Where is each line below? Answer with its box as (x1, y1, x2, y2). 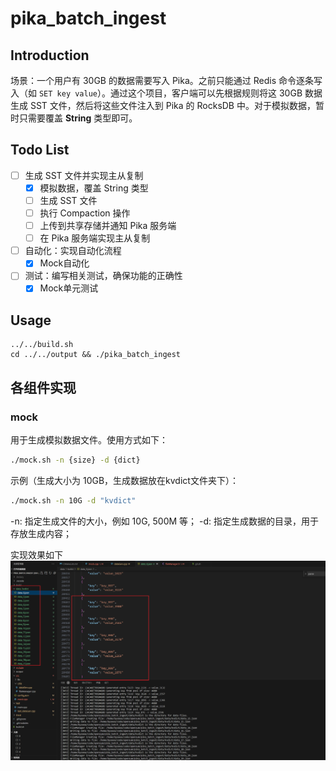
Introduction (10, 47, 90, 64)
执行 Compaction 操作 (39, 207, 131, 219)
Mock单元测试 (39, 282, 99, 294)
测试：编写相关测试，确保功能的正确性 (24, 270, 183, 282)
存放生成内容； (10, 527, 72, 539)
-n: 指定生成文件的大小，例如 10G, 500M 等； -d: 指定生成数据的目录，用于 (10, 515, 320, 527)
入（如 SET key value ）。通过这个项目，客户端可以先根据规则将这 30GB (10, 87, 303, 99)
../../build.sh (10, 340, 74, 350)
